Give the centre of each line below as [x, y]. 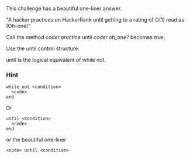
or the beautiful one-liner [36, 140]
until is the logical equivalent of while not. [56, 60]
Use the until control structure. [43, 48]
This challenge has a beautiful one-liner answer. [64, 8]
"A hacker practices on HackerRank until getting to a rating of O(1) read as [95, 20]
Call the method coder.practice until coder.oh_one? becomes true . [86, 37]
